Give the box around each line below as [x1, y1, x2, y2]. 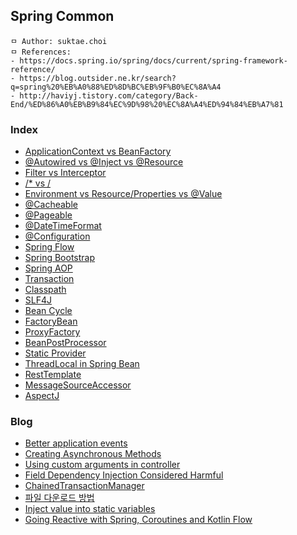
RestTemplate [24, 369, 82, 381]
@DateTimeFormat [24, 220, 102, 232]
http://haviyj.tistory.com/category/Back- [19, 90, 199, 101]
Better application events [24, 437, 128, 449]
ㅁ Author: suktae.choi [10, 36, 108, 46]
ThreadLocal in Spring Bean [24, 358, 140, 370]
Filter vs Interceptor [24, 167, 107, 179]
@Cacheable [24, 199, 78, 211]
